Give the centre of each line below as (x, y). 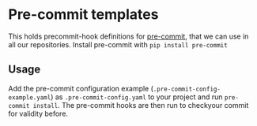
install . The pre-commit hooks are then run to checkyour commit (141, 105)
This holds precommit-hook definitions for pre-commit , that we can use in (128, 36)
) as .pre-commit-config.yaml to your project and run (136, 97)
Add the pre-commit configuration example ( (81, 88)
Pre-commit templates (83, 15)
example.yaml (30, 97)
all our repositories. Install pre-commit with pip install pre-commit (118, 44)
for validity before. (38, 113)
